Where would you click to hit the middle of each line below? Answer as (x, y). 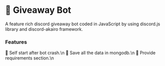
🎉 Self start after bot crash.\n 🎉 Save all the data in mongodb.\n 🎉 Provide (80, 53)
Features (16, 42)
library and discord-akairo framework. (44, 29)
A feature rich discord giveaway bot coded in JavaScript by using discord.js (83, 24)
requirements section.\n (30, 58)
